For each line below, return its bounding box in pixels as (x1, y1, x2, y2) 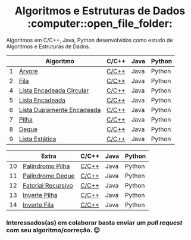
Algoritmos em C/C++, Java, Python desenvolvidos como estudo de (6, 36, 173, 43)
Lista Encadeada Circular (18, 86, 89, 95)
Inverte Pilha (23, 191, 58, 199)
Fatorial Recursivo (23, 181, 73, 189)
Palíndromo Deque (23, 172, 75, 180)
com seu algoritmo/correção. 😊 (6, 226, 100, 234)
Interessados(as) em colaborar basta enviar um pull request (6, 219, 183, 227)
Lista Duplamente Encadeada (18, 105, 101, 114)
